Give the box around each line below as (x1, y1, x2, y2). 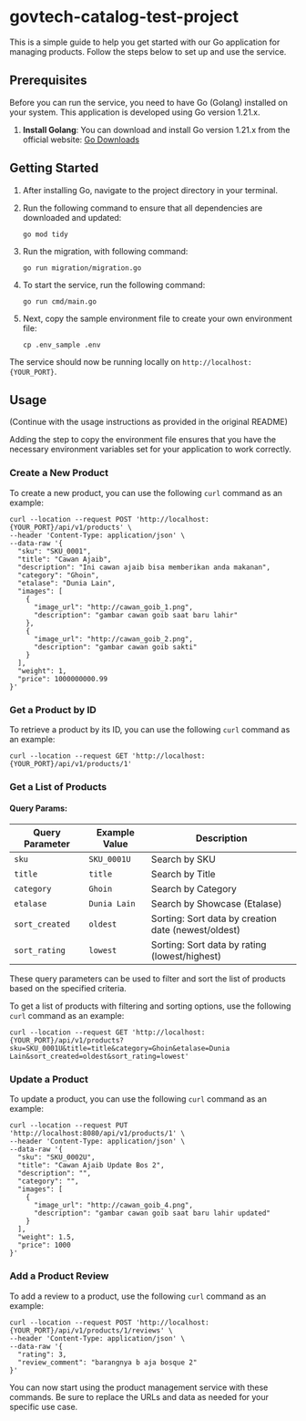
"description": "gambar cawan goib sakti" (33, 642, 198, 651)
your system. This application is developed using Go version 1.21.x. (9, 107, 261, 118)
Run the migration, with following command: (22, 245, 189, 256)
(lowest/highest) (150, 950, 221, 963)
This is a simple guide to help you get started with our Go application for (9, 36, 280, 47)
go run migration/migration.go (22, 263, 142, 273)
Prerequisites (9, 73, 87, 88)
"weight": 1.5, (17, 1233, 76, 1242)
